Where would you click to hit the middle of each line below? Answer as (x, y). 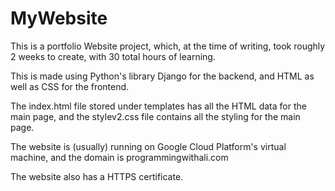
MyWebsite (59, 18)
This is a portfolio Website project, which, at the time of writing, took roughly (168, 46)
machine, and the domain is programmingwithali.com (119, 157)
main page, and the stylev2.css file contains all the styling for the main (155, 116)
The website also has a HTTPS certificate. (97, 176)
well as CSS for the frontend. (70, 86)
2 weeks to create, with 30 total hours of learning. (113, 56)
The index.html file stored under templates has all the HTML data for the (158, 106)
